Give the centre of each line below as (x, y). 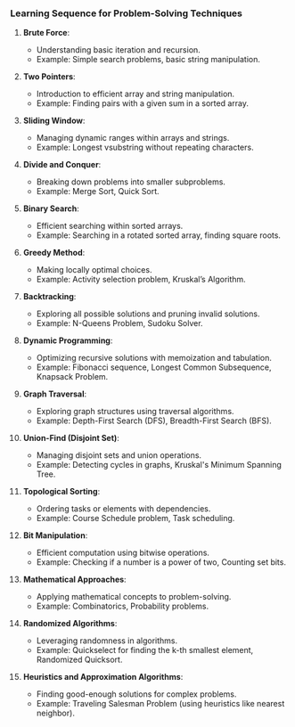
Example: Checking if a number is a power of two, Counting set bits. (161, 562)
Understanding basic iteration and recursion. (119, 50)
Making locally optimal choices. (94, 270)
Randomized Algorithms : (70, 624)
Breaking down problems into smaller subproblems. (131, 182)
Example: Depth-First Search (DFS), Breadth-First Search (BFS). (154, 421)
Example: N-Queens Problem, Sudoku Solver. (119, 323)
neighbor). (55, 713)
